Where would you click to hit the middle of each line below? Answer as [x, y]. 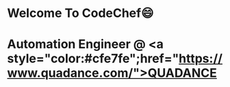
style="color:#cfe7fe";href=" [93, 59]
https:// [201, 59]
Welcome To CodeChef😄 [80, 13]
